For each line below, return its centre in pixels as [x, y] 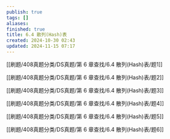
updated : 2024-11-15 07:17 [41, 47]
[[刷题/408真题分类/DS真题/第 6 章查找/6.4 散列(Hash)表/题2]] [85, 77]
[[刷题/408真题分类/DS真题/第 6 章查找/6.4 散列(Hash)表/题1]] [84, 64]
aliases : [17, 23]
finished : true [26, 29]
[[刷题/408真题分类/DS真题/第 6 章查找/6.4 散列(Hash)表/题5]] [85, 116]
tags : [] [17, 18]
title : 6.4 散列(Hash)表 [37, 35]
